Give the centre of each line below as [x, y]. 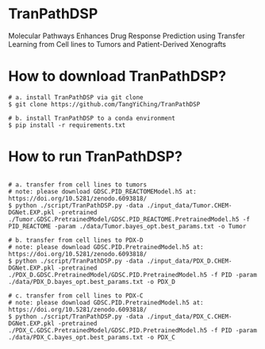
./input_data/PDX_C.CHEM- [189, 316]
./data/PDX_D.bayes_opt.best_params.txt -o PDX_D [92, 282]
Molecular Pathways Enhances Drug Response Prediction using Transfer [127, 36]
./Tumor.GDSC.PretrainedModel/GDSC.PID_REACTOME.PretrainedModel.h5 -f [129, 219]
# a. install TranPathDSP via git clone [76, 97]
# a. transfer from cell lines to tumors [78, 184]
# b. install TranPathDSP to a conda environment [92, 118]
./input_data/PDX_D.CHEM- [189, 261]
